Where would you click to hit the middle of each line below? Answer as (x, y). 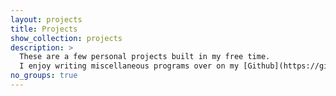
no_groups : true (44, 76)
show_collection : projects (66, 38)
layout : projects (46, 19)
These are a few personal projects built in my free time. (145, 57)
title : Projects (44, 29)
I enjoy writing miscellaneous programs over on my (129, 66)
